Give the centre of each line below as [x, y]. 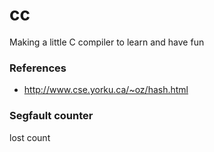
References [38, 68]
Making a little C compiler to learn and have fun [107, 42]
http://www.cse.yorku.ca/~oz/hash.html [106, 90]
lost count [30, 137]
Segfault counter [51, 116]
